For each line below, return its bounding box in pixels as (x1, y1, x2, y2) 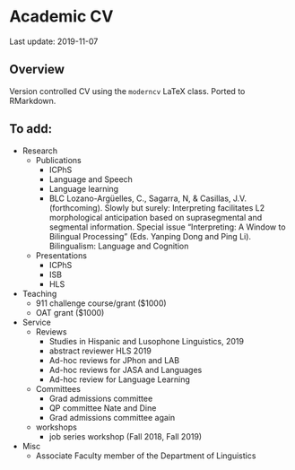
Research (22, 145, 58, 156)
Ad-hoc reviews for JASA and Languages (48, 364, 203, 375)
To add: (9, 121, 52, 136)
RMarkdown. (9, 95, 56, 106)
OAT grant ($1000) (35, 307, 105, 318)
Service (22, 317, 51, 327)
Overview (9, 62, 65, 77)
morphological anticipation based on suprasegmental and (48, 212, 263, 222)
